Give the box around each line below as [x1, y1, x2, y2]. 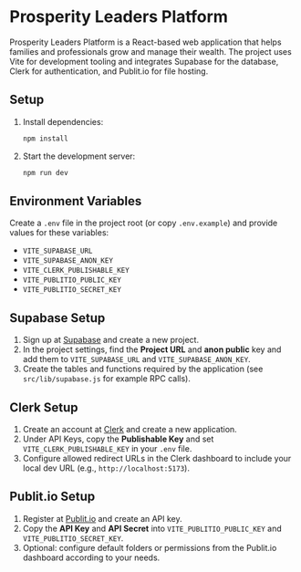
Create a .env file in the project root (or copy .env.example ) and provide [9, 217, 278, 229]
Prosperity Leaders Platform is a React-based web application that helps [9, 36, 282, 47]
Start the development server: [22, 151, 136, 161]
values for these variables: [9, 227, 109, 238]
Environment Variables [9, 193, 142, 209]
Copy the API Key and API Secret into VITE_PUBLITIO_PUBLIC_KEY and [22, 523, 283, 534]
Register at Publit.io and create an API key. [22, 513, 182, 524]
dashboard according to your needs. [22, 552, 161, 563]
